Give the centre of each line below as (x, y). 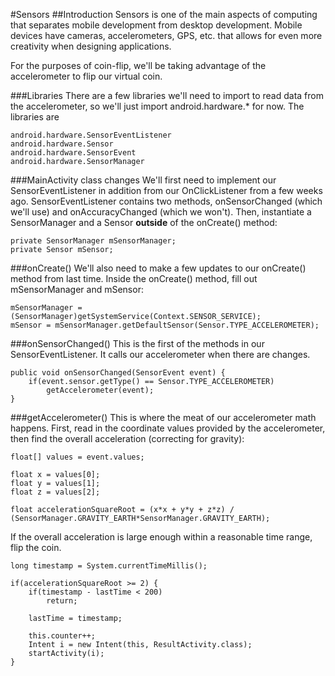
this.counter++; (62, 636)
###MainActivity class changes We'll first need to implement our (143, 180)
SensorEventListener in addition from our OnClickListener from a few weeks (166, 190)
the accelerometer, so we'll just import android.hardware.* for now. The (157, 106)
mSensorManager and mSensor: (77, 289)
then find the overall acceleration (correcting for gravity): (127, 438)
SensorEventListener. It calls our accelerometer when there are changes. (160, 354)
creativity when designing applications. (91, 46)
